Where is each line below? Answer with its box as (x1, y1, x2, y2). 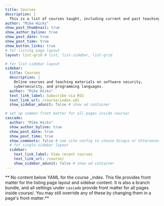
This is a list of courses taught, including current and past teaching (9, 16, 161, 21)
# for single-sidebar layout (9, 143, 69, 148)
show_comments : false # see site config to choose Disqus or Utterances (9, 138, 161, 143)
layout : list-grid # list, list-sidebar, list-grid (5, 52, 112, 58)
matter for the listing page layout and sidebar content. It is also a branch (5, 179, 150, 185)
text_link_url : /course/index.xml (9, 98, 80, 103)
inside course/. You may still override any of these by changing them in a (5, 190, 151, 196)
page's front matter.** (5, 195, 49, 201)
